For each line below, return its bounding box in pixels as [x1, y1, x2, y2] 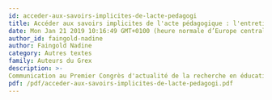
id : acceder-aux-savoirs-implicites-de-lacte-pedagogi [8, 11, 198, 20]
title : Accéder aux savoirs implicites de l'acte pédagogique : [8, 19, 230, 27]
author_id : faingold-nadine [8, 34, 104, 43]
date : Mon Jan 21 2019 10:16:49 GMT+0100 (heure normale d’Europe [8, 27, 237, 35]
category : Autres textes [8, 49, 92, 57]
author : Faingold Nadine [8, 42, 92, 50]
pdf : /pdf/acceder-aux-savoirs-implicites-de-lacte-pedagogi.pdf [8, 79, 233, 87]
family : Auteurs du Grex [8, 57, 92, 65]
